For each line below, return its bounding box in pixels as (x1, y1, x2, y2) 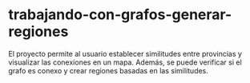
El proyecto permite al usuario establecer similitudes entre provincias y (8, 49, 243, 58)
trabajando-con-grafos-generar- (8, 6, 232, 24)
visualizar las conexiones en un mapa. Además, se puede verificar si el (8, 57, 242, 67)
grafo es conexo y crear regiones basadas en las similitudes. (8, 65, 208, 75)
